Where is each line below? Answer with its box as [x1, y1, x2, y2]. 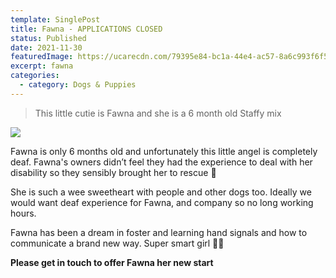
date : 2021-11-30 [10, 42, 83, 53]
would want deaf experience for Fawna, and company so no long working [10, 196, 314, 208]
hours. [10, 207, 37, 219]
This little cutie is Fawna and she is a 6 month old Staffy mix [34, 107, 282, 119]
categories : [10, 71, 60, 81]
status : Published [10, 33, 87, 43]
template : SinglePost [10, 14, 101, 25]
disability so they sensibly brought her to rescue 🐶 [10, 166, 217, 178]
